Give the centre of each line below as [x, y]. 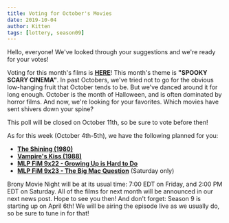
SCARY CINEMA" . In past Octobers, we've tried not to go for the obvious [111, 80]
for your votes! [28, 60]
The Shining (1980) [45, 149]
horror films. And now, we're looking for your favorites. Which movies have [113, 102]
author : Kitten [29, 26]
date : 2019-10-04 [32, 20]
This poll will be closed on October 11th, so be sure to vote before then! [108, 122]
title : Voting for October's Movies [59, 13]
